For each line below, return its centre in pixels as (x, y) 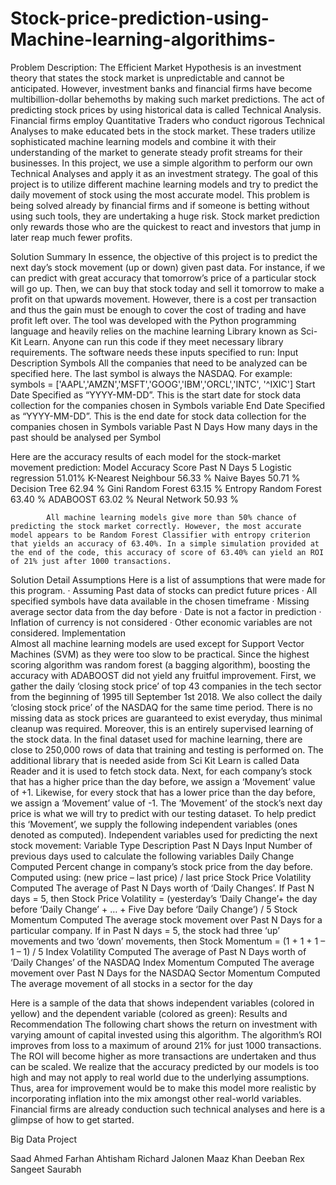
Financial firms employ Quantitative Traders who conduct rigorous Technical (167, 120)
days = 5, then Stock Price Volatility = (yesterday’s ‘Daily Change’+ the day (164, 898)
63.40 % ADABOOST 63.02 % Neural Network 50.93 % (125, 499)
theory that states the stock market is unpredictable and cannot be (147, 78)
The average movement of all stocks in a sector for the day (131, 983)
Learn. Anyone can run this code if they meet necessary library (153, 341)
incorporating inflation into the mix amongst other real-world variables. (156, 1098)
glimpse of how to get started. (72, 1119)
